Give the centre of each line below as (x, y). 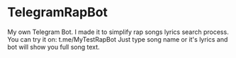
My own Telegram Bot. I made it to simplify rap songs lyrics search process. (118, 32)
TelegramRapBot (58, 12)
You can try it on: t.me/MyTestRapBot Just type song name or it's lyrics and (118, 39)
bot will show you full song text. (54, 47)
